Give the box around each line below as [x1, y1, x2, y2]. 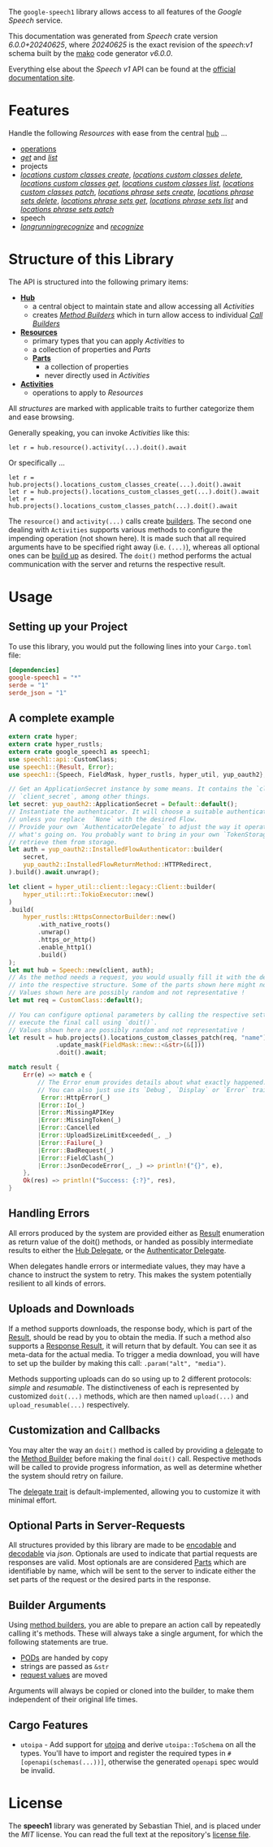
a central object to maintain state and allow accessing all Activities [32, 301, 254, 311]
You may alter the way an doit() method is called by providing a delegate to [8, 1445, 264, 1455]
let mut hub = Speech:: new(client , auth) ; [8, 966, 154, 974]
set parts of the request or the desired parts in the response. [8, 1575, 211, 1585]
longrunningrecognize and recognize [19, 221, 145, 231]
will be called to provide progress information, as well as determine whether [8, 1462, 262, 1472]
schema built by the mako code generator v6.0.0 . [8, 49, 173, 58]
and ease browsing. [8, 412, 75, 422]
